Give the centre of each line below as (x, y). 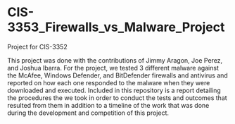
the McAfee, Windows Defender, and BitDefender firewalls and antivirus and (118, 75)
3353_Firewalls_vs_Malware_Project (116, 27)
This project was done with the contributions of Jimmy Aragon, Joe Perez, (115, 60)
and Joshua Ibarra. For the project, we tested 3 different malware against (113, 68)
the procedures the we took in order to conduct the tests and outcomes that (117, 98)
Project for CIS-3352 (38, 46)
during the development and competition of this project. (88, 113)
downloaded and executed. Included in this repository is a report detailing (114, 90)
